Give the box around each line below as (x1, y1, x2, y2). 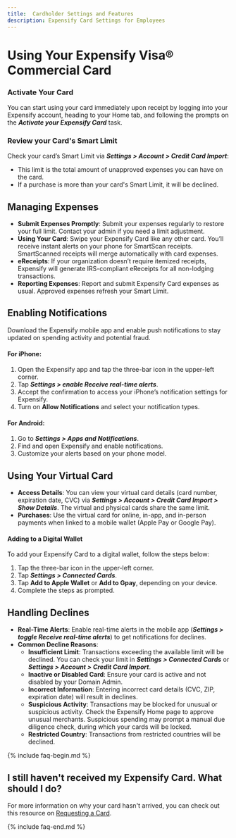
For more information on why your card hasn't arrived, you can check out (7, 801, 220, 810)
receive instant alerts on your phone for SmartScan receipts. (17, 242, 193, 251)
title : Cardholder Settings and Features (7, 10, 134, 18)
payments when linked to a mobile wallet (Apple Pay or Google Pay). (17, 518, 216, 527)
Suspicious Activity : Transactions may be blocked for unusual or (27, 700, 218, 708)
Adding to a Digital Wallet (7, 534, 83, 543)
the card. (17, 173, 44, 182)
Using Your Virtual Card (7, 470, 113, 482)
